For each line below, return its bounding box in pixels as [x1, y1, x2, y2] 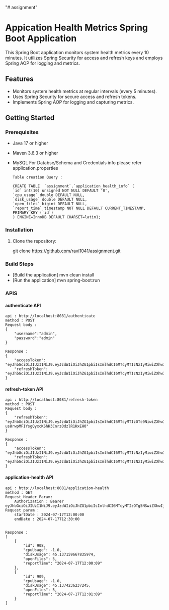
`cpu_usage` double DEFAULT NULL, [12, 193, 85, 198]
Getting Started [5, 114, 55, 122]
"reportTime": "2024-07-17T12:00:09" [23, 560, 102, 566]
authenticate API [5, 302, 41, 308]
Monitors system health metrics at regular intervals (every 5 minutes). [12, 88, 157, 94]
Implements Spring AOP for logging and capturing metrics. [12, 99, 134, 105]
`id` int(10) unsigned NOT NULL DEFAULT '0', [12, 188, 110, 194]
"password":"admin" [14, 336, 55, 341]
